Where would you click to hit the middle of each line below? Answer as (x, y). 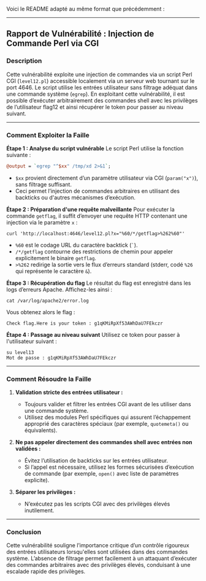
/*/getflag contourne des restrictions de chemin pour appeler (94, 252)
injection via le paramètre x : (42, 222)
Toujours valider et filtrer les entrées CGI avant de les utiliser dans (108, 404)
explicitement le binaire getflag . (56, 258)
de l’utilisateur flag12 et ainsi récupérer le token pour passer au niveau (95, 107)
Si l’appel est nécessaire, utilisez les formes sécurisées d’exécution (109, 467)
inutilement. (39, 510)
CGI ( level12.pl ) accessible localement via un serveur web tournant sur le (101, 81)
